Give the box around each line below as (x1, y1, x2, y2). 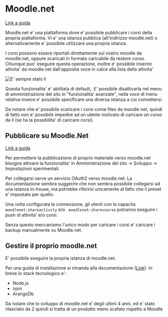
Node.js (12, 280, 29, 286)
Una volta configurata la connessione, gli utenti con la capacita (5, 201, 136, 207)
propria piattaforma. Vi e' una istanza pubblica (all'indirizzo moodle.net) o (5, 35, 157, 41)
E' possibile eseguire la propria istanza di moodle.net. (5, 255, 116, 261)
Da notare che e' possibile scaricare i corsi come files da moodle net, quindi (5, 106, 162, 112)
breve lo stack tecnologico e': (5, 270, 66, 276)
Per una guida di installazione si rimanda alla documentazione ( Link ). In (5, 265, 152, 271)
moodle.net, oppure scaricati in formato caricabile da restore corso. (5, 55, 146, 61)
